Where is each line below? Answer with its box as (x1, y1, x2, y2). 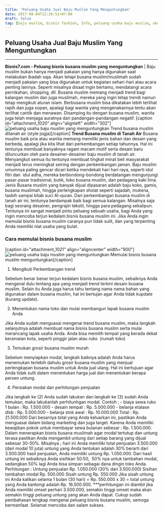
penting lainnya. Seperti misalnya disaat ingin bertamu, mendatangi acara (5, 84, 152, 90)
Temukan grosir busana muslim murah (12, 345, 89, 351)
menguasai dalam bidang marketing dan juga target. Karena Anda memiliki (5, 420, 154, 426)
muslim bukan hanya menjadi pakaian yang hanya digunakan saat (5, 69, 136, 75)
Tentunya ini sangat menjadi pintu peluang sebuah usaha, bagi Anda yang (5, 208, 153, 214)
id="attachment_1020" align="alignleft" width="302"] (5, 120, 112, 126)
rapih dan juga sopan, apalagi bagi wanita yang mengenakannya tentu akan (5, 105, 156, 111)
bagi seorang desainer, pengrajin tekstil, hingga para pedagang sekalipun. (5, 203, 153, 209)
